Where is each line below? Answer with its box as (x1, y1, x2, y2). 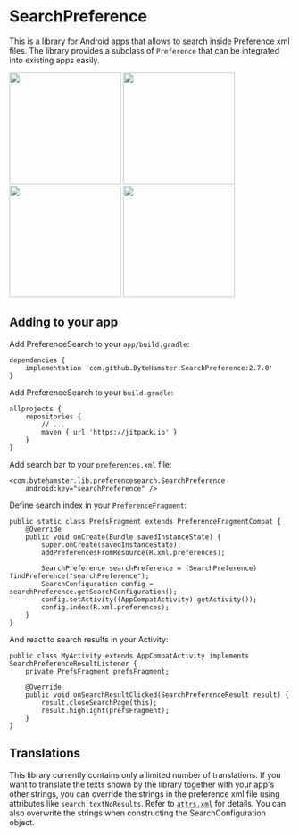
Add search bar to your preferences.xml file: (9, 459, 172, 469)
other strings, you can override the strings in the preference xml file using (9, 788, 280, 799)
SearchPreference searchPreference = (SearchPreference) (41, 564, 257, 573)
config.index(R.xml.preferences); (41, 602, 170, 612)
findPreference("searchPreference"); (9, 571, 150, 581)
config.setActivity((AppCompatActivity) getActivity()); (41, 595, 257, 604)
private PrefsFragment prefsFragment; (25, 666, 170, 675)
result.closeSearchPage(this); (41, 698, 158, 707)
